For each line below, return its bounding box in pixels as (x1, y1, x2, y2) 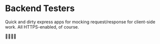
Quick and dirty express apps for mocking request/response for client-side (5, 19, 156, 25)
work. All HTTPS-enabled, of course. (5, 24, 79, 29)
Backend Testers (5, 3, 75, 14)
